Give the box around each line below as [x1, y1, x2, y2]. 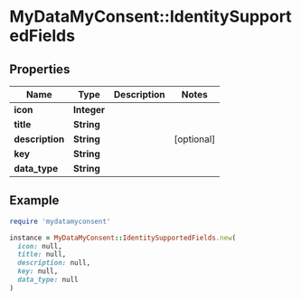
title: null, [17, 250, 67, 259]
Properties [9, 61, 71, 77]
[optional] [174, 133, 216, 145]
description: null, [17, 258, 91, 267]
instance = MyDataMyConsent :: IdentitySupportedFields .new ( [9, 233, 237, 242]
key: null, [17, 267, 59, 277]
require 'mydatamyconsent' [9, 217, 111, 226]
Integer [72, 104, 106, 116]
